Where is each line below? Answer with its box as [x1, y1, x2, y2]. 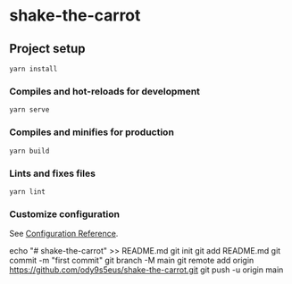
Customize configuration [9, 207, 121, 220]
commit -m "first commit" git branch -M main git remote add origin [9, 255, 254, 266]
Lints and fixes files [9, 167, 96, 180]
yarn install [9, 64, 58, 73]
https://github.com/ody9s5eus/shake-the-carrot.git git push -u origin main [9, 264, 284, 275]
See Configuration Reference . [9, 229, 119, 239]
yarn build [9, 146, 50, 155]
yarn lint [9, 187, 46, 196]
